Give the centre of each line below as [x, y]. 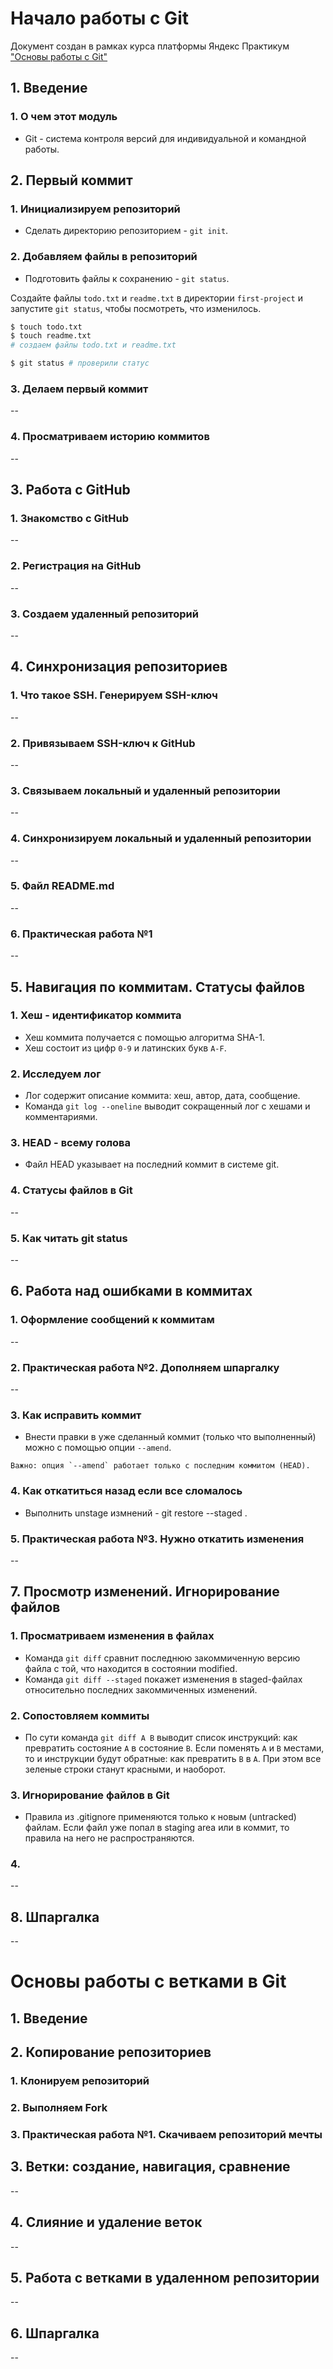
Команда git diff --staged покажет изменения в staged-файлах [163, 1679]
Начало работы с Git [99, 18]
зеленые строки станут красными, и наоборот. [125, 1769]
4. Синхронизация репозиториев [119, 667]
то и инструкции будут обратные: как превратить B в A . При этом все [173, 1758]
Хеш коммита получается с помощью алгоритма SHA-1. [144, 1037]
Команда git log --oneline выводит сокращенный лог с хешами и [167, 1106]
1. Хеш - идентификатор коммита [96, 1015]
